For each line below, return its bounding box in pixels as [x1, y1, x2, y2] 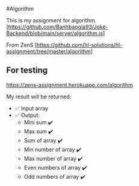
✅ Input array [14, 104, 49, 112]
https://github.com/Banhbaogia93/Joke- [8, 24, 108, 30]
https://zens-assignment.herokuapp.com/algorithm [6, 81, 134, 88]
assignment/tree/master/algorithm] [6, 48, 93, 55]
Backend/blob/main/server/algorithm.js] [6, 30, 105, 37]
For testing [6, 65, 48, 75]
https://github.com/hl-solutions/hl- [36, 42, 123, 48]
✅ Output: [14, 111, 40, 118]
